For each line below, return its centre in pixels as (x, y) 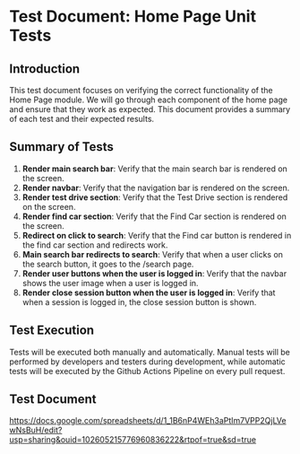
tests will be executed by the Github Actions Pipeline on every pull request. (147, 371)
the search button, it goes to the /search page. (108, 264)
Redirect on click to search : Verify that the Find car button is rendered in (157, 235)
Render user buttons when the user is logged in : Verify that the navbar (154, 273)
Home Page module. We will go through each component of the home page (149, 100)
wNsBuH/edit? (36, 430)
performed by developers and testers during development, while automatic (148, 362)
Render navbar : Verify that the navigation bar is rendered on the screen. (156, 188)
